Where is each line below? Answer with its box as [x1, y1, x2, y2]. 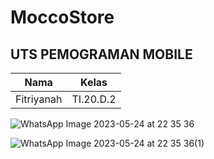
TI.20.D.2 [71, 92, 117, 106]
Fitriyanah [15, 92, 63, 106]
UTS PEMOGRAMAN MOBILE [10, 46, 193, 63]
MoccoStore [10, 6, 115, 29]
